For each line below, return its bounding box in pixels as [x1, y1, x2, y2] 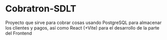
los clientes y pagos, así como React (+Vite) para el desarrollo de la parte [5, 24, 160, 30]
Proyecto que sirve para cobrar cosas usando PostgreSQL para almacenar [5, 19, 162, 25]
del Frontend [5, 30, 32, 36]
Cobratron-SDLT [5, 3, 77, 14]
